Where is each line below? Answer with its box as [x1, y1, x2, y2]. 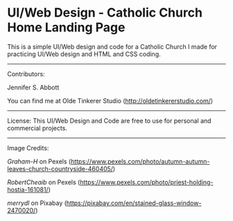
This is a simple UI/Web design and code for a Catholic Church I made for [7, 42, 217, 51]
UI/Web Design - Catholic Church [7, 5, 203, 21]
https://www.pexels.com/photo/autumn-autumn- [70, 157, 210, 166]
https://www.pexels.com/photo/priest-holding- [79, 178, 214, 186]
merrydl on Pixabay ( [7, 199, 67, 207]
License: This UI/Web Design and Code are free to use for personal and [7, 116, 212, 125]
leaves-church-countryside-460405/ [7, 164, 113, 173]
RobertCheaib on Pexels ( [7, 178, 80, 186]
